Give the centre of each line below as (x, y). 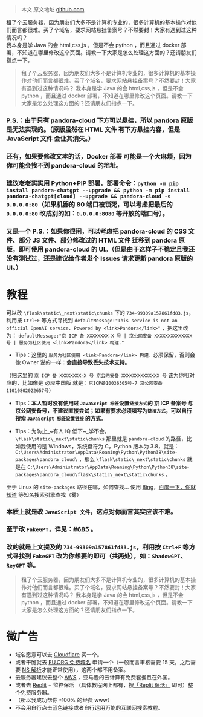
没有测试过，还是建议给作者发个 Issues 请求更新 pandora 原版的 (100, 258)
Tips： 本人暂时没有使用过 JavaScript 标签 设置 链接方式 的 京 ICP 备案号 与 (104, 403)
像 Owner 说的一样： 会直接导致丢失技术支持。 (72, 362)
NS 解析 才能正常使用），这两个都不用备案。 (76, 670)
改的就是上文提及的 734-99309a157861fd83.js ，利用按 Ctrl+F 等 (98, 547)
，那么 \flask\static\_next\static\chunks (132, 459)
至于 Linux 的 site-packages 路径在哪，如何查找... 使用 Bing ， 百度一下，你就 (101, 487)
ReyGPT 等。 (23, 565)
